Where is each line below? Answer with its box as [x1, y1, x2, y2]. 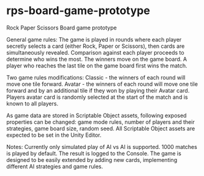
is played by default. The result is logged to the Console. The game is [6, 150, 182, 157]
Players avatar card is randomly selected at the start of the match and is [6, 93, 188, 101]
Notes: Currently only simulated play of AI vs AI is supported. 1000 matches [6, 143, 197, 150]
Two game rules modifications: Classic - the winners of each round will [6, 74, 186, 81]
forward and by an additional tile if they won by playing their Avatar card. [6, 86, 190, 94]
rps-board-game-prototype [6, 4, 150, 18]
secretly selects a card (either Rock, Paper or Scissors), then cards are [6, 42, 185, 50]
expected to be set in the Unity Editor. [6, 131, 102, 139]
